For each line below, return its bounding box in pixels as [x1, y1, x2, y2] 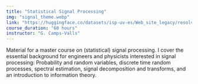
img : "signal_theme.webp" [6, 14, 70, 20]
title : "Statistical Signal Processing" [6, 8, 107, 15]
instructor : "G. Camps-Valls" [6, 31, 81, 36]
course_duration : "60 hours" [6, 25, 78, 31]
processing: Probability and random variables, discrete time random [6, 59, 171, 66]
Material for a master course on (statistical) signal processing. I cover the [6, 46, 184, 53]
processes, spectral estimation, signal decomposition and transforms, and [6, 65, 186, 72]
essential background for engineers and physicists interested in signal [6, 53, 176, 60]
